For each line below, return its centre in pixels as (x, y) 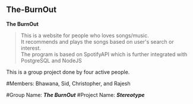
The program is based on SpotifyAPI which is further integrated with (104, 54)
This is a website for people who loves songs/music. (85, 35)
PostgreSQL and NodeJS (51, 60)
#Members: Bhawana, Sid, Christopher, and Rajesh (68, 83)
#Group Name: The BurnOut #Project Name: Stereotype (75, 95)
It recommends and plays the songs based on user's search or (97, 41)
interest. (31, 48)
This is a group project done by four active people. (68, 72)
